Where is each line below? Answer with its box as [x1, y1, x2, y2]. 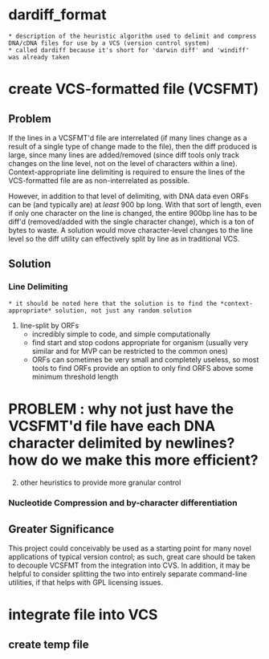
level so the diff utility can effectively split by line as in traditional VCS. [8, 234, 240, 243]
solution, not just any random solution [55, 307, 193, 315]
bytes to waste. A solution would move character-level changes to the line [8, 225, 253, 234]
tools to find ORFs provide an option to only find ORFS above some [31, 363, 254, 372]
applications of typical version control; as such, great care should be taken [8, 552, 255, 562]
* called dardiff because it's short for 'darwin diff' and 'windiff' [8, 46, 250, 54]
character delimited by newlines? [8, 433, 235, 452]
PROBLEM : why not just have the [8, 400, 234, 418]
